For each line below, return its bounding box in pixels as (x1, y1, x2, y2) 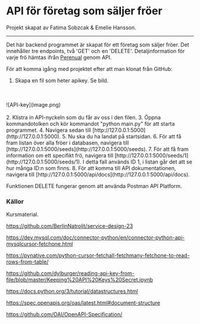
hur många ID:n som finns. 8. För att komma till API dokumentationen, (6, 164, 177, 171)
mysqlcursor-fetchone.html (6, 240, 73, 248)
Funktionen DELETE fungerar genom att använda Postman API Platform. (6, 182, 183, 189)
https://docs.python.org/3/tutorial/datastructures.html (6, 288, 138, 295)
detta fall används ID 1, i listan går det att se (85, 158, 192, 165)
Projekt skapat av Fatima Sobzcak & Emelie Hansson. (6, 24, 137, 31)
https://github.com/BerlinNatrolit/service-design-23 (6, 223, 133, 230)
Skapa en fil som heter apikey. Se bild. (14, 76, 109, 84)
